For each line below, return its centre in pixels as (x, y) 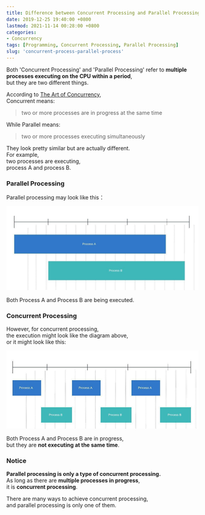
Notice (16, 461)
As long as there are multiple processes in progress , (73, 481)
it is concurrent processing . (42, 487)
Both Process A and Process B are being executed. (70, 300)
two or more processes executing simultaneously (83, 136)
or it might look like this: (36, 342)
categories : (21, 32)
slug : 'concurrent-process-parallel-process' (65, 52)
